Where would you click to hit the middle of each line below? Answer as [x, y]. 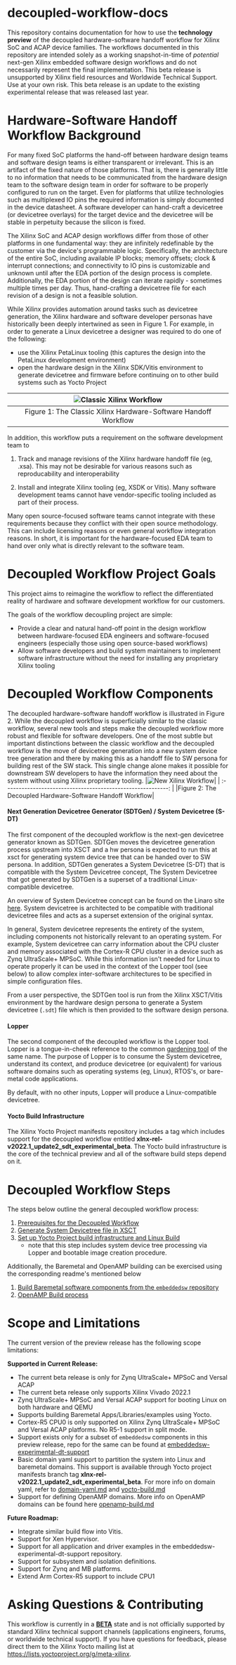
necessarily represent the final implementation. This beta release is [104, 70]
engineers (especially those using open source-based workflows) [113, 643]
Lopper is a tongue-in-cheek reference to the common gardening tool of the [117, 1049]
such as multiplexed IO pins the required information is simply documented [116, 200]
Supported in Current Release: [53, 1364]
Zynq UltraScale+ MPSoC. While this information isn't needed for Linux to [113, 959]
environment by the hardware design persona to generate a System [105, 1002]
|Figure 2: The [196, 788]
